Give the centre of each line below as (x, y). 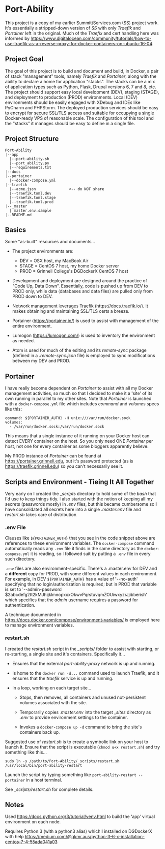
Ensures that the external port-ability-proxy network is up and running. (84, 663)
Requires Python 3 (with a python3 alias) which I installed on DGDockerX (79, 831)
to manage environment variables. (40, 625)
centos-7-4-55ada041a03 (31, 842)
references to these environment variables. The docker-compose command (80, 543)
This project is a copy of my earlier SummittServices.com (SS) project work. (82, 23)
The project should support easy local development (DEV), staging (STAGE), (82, 92)
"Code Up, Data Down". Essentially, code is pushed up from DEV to (80, 286)
